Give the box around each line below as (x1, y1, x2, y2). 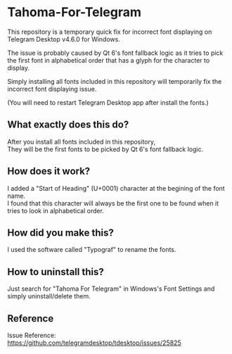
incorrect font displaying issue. (7, 84, 97, 93)
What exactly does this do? (7, 119, 129, 131)
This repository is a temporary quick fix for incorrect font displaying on (7, 27, 212, 36)
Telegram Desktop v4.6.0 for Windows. (7, 34, 121, 43)
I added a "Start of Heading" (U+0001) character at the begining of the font (7, 184, 225, 192)
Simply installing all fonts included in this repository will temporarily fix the (7, 77, 222, 85)
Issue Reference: (7, 331, 56, 339)
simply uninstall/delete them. (7, 292, 91, 301)
